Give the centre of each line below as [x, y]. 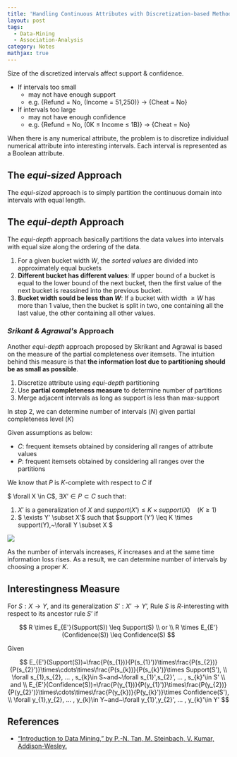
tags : [15, 27]
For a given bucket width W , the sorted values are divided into [108, 260]
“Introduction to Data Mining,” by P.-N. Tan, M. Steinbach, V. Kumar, [116, 739]
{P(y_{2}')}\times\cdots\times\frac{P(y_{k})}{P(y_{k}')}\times [95, 692]
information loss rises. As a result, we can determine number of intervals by [117, 559]
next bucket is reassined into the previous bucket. [90, 290]
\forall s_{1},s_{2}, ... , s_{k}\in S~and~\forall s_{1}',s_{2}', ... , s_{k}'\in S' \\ [119, 677]
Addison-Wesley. [42, 746]
